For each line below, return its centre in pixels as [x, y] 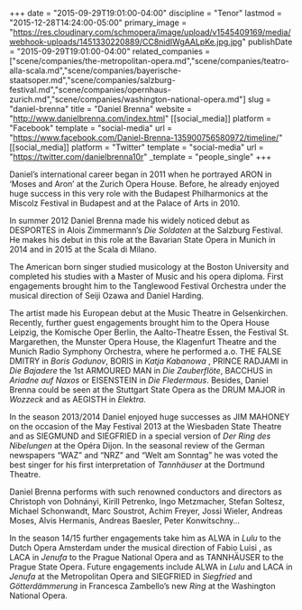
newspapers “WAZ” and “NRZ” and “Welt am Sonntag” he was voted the [144, 455]
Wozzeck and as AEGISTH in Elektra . [78, 399]
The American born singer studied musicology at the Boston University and [149, 267]
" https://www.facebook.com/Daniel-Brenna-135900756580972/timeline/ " [146, 138]
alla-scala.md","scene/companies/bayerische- [96, 70]
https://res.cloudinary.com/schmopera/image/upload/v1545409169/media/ [152, 32]
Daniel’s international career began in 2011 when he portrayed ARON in [141, 174]
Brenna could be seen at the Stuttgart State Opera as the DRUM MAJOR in [147, 390]
